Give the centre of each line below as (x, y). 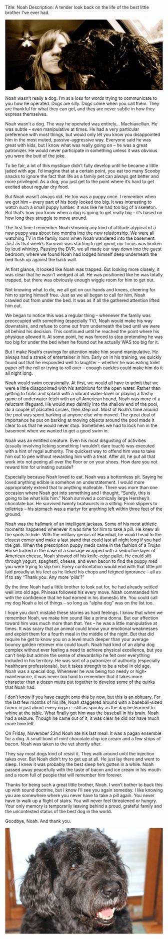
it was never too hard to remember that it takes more (88, 677)
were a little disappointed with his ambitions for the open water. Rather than (83, 388)
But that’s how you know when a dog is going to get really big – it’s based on (84, 213)
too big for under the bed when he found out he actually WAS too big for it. (82, 342)
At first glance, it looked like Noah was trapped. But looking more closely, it (82, 269)
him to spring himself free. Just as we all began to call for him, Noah (75, 295)
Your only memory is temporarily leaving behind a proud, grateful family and (84, 806)
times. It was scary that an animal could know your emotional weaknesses (81, 629)
